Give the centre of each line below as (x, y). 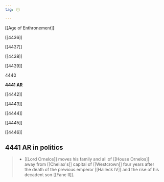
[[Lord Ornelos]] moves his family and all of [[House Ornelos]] (87, 159)
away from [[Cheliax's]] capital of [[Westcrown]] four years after (89, 164)
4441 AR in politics (34, 148)
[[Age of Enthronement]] (30, 28)
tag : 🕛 (12, 10)
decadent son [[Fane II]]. (49, 175)
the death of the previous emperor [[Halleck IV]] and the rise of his (92, 170)
